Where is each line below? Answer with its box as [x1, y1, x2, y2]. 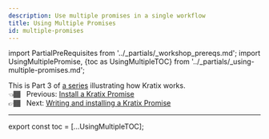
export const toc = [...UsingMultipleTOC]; [8, 121, 144, 132]
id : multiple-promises [8, 26, 84, 34]
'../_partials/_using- [191, 57, 255, 66]
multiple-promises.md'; [8, 66, 86, 75]
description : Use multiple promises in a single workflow [8, 11, 206, 20]
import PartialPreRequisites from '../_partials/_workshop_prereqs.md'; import [8, 49, 261, 58]
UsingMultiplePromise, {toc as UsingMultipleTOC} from [8, 57, 191, 66]
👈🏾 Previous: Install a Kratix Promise [8, 89, 134, 99]
